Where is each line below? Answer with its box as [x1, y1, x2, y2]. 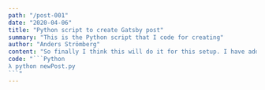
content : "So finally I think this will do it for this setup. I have [8, 48, 245, 56]
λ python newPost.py [8, 63, 77, 70]
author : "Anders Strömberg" [8, 41, 101, 49]
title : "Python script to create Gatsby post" [8, 26, 164, 34]
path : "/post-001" [8, 11, 69, 20]
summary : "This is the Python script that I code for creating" [8, 33, 224, 41]
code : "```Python [8, 56, 65, 63]
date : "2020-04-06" [8, 19, 73, 27]
